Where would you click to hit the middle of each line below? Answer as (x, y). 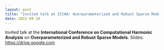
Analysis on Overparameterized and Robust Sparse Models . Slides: (74, 37)
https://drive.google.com (30, 43)
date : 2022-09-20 (23, 18)
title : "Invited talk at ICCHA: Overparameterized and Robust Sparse (77, 14)
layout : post (18, 9)
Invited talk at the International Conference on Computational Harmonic (79, 33)
